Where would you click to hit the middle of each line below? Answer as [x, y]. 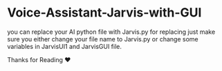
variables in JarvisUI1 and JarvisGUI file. [65, 46]
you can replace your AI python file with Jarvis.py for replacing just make [111, 32]
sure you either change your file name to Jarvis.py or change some [103, 39]
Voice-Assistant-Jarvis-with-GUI [104, 13]
